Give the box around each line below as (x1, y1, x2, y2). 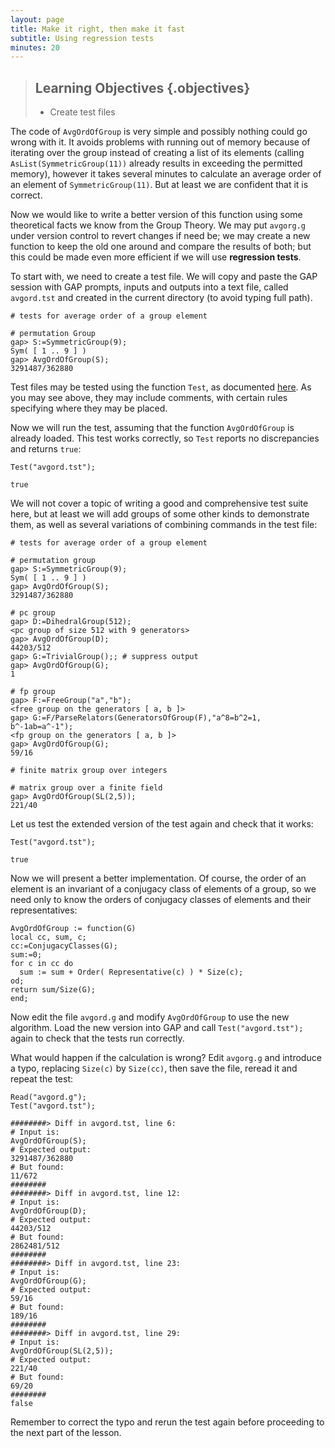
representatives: (10, 904, 78, 916)
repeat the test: (10, 1073, 74, 1085)
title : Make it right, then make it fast (10, 24, 186, 34)
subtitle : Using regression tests (10, 33, 155, 43)
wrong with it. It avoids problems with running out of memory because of (10, 136, 311, 148)
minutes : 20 (10, 42, 60, 53)
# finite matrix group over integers (10, 766, 168, 776)
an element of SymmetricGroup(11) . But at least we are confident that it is (10, 179, 309, 191)
